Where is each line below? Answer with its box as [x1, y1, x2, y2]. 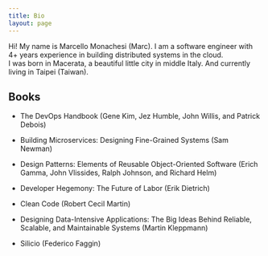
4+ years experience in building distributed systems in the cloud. [8, 50, 224, 59]
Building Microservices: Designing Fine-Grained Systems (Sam [19, 136, 229, 145]
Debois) [19, 120, 47, 129]
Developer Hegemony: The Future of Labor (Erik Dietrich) [19, 184, 211, 193]
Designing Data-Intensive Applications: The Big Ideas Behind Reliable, [19, 214, 252, 225]
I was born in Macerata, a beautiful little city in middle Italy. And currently [8, 58, 251, 68]
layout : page [8, 19, 52, 27]
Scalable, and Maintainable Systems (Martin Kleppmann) [19, 223, 208, 233]
